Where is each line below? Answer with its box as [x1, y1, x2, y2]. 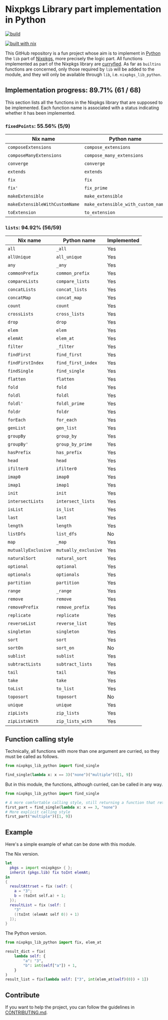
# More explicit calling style [5, 809, 70, 814]
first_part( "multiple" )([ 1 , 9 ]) [5, 814, 72, 819]
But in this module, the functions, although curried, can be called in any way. [5, 781, 163, 787]
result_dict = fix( [5, 949, 46, 954]
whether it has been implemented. [5, 110, 76, 116]
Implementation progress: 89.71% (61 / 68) [5, 86, 141, 95]
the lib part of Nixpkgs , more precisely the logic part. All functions [5, 55, 143, 61]
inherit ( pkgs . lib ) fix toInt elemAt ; [9, 870, 91, 875]
